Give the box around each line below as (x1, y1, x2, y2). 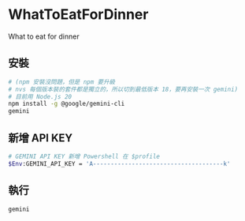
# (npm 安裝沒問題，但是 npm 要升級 (8, 77, 116, 86)
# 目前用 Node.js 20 (8, 92, 72, 100)
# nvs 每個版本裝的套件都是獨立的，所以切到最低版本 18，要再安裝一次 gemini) (8, 85, 239, 93)
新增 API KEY (8, 131, 73, 144)
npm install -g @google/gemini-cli (8, 100, 125, 108)
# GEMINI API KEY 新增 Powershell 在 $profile (8, 152, 160, 160)
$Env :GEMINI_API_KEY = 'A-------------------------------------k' (8, 159, 231, 167)
